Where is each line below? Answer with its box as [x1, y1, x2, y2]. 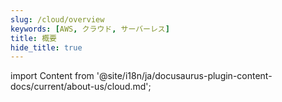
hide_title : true [10, 42, 83, 53]
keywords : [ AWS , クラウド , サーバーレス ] [10, 24, 170, 34]
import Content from [10, 70, 95, 82]
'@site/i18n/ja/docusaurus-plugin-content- [96, 70, 273, 82]
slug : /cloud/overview [10, 14, 105, 25]
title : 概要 [10, 33, 57, 43]
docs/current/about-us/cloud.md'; [10, 81, 152, 93]
